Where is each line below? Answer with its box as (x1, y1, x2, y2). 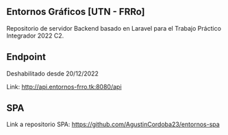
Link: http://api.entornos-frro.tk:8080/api (6, 82, 122, 91)
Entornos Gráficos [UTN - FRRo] (6, 6, 145, 18)
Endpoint (6, 51, 46, 63)
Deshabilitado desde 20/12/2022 (6, 69, 99, 78)
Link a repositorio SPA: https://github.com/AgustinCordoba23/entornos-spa (6, 120, 220, 129)
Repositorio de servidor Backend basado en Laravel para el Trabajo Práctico (6, 24, 222, 32)
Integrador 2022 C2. (6, 31, 64, 40)
